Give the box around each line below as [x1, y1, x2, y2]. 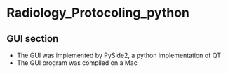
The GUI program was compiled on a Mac [16, 59, 138, 67]
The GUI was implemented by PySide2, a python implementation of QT [16, 51, 222, 59]
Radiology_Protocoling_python [6, 5, 190, 21]
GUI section [6, 33, 59, 45]
